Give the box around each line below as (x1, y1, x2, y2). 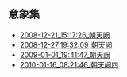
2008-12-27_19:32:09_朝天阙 (19, 40, 113, 49)
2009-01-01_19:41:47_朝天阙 (19, 50, 111, 60)
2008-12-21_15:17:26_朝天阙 (19, 30, 110, 40)
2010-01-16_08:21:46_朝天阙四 (19, 60, 119, 69)
